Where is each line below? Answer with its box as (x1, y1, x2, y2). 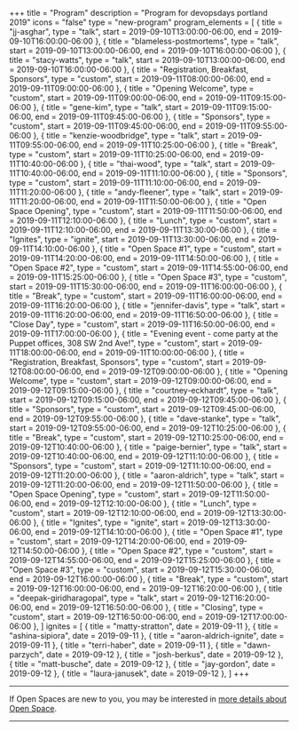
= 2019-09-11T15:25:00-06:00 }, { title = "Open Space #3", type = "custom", (9, 272, 287, 282)
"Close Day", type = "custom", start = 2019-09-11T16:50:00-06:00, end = (9, 319, 277, 330)
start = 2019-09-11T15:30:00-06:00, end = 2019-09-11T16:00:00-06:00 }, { (9, 282, 283, 291)
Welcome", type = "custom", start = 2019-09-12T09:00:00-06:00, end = (9, 376, 273, 385)
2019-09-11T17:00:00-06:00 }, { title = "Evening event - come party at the (9, 329, 278, 338)
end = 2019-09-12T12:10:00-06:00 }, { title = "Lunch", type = (35, 498, 257, 509)
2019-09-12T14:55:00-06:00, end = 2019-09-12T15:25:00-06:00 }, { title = (9, 555, 282, 565)
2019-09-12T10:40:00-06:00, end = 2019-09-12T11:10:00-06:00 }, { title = (9, 451, 279, 461)
